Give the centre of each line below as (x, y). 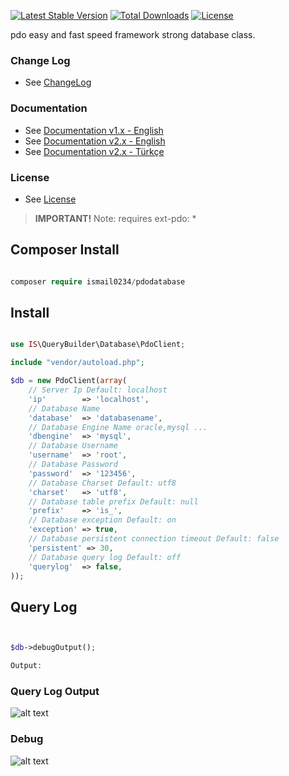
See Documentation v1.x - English (94, 130)
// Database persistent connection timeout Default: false (154, 539)
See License (50, 199)
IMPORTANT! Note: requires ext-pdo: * (115, 218)
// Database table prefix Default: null (113, 501)
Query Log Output (55, 691)
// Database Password (73, 465)
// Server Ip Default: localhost (98, 390)
